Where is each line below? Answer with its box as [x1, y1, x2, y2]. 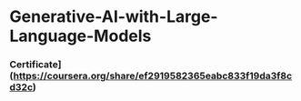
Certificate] [9, 58, 62, 71]
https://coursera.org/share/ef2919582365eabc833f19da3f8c [13, 70, 293, 83]
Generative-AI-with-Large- [9, 6, 218, 27]
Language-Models [9, 25, 152, 46]
